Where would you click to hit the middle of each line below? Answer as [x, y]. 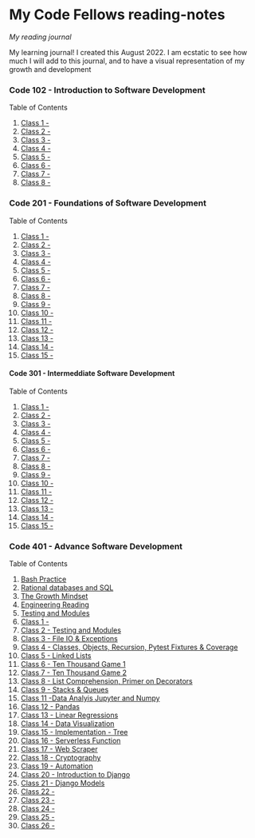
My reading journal [40, 37]
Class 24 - [37, 808]
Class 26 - [37, 826]
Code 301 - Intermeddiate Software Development [92, 373]
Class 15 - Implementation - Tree [74, 732]
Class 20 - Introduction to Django [75, 775]
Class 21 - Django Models [63, 783]
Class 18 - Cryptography [61, 758]
